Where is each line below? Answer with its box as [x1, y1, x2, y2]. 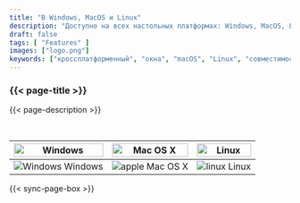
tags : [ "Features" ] [9, 38, 90, 47]
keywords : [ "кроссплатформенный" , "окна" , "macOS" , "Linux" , [9, 55, 242, 63]
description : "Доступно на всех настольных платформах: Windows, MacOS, [9, 21, 286, 30]
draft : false [9, 30, 58, 38]
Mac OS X [146, 160, 189, 173]
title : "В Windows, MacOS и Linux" [9, 13, 142, 22]
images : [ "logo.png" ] [9, 47, 90, 55]
